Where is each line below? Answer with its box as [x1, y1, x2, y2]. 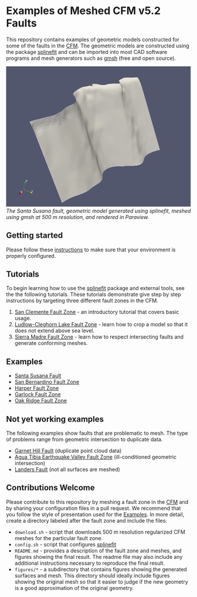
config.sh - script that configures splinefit [14, 541, 117, 548]
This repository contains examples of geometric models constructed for [6, 36, 180, 43]
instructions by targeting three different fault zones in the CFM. [6, 297, 158, 304]
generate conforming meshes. [14, 340, 88, 347]
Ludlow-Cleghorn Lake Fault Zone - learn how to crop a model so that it [14, 321, 188, 328]
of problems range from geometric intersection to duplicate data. [6, 435, 163, 443]
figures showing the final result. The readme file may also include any [14, 553, 183, 560]
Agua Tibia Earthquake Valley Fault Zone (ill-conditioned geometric [14, 453, 177, 460]
